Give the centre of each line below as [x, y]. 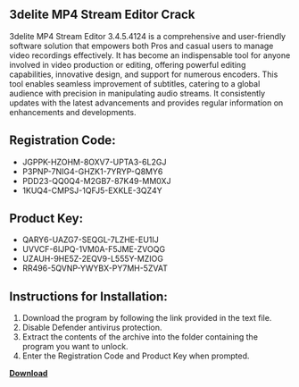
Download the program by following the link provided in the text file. [147, 318]
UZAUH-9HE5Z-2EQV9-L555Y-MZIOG [92, 259]
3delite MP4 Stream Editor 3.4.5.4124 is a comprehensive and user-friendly [148, 36]
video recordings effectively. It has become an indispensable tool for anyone [150, 55]
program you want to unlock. [75, 347]
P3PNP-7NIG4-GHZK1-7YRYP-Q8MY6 [92, 171]
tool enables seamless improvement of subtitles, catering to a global [135, 83]
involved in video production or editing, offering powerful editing [128, 64]
